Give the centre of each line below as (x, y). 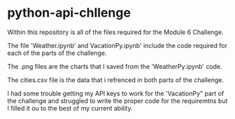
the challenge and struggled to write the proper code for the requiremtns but (117, 101)
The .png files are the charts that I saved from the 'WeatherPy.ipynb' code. (115, 66)
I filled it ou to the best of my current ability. (70, 108)
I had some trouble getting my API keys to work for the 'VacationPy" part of (116, 93)
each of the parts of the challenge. (57, 53)
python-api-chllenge (69, 13)
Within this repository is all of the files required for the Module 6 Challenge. (115, 32)
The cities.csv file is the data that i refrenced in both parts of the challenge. (116, 80)
